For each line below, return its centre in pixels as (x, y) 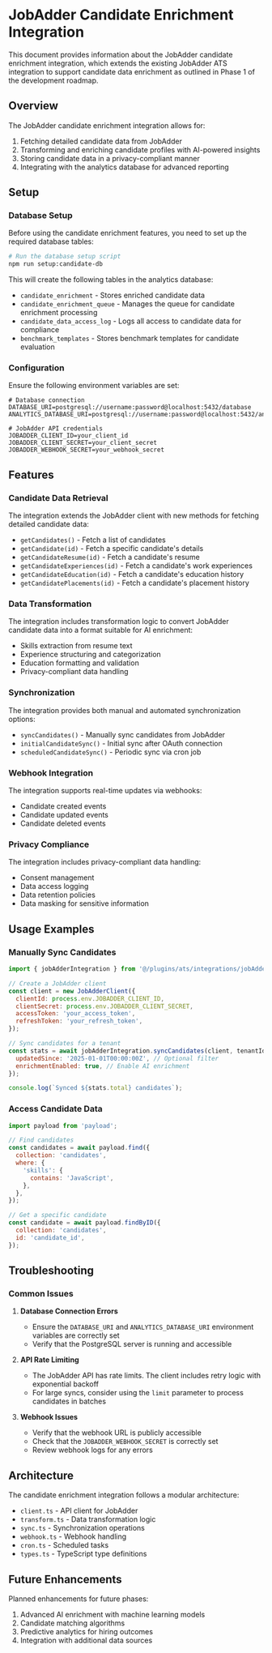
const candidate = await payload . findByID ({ (85, 1223)
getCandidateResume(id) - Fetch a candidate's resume (110, 557)
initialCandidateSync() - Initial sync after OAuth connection (121, 743)
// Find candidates (41, 1140)
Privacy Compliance (49, 844)
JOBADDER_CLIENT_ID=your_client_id (68, 436)
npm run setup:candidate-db (56, 264)
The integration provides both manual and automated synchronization (125, 710)
